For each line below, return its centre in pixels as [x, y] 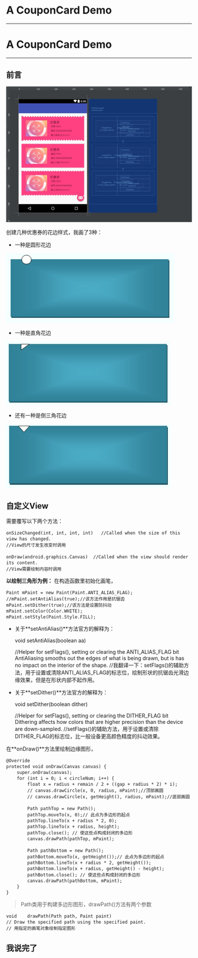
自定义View [27, 506]
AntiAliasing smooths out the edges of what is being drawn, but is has [99, 659]
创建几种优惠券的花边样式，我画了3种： [54, 232]
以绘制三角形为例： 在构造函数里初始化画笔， [61, 581]
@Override [18, 761]
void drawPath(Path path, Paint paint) [59, 916]
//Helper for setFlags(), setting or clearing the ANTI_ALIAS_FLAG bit [97, 652]
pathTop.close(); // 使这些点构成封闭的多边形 [80, 833]
